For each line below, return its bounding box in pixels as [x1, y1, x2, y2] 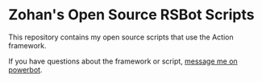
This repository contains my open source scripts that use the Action [8, 32, 234, 42]
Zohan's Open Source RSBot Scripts [8, 6, 255, 24]
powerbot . [8, 64, 43, 74]
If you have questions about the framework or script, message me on [8, 56, 238, 66]
